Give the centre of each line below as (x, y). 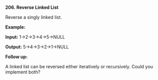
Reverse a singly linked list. (34, 17)
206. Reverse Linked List (32, 7)
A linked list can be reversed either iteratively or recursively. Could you (79, 66)
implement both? (23, 72)
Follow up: (17, 57)
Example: (15, 27)
